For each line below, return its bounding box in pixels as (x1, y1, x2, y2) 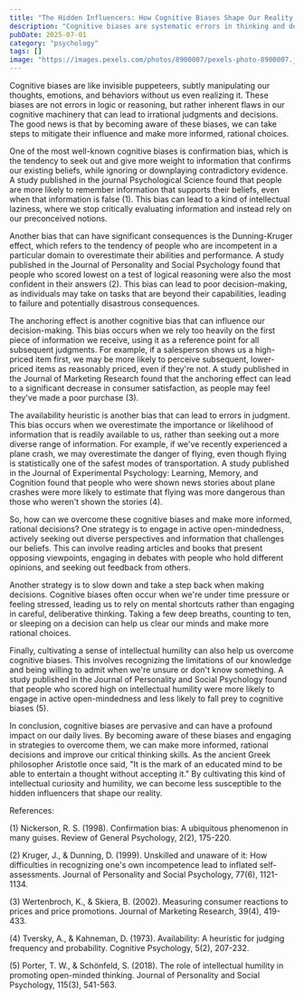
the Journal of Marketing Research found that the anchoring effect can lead (9, 373, 291, 384)
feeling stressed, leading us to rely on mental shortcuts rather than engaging (9, 599, 295, 609)
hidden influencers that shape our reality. (9, 788, 163, 798)
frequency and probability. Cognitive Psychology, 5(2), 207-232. (9, 943, 250, 953)
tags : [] (9, 47, 43, 56)
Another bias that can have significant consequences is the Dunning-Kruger (9, 231, 293, 241)
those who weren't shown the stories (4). (9, 497, 163, 507)
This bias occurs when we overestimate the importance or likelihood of (9, 420, 274, 430)
